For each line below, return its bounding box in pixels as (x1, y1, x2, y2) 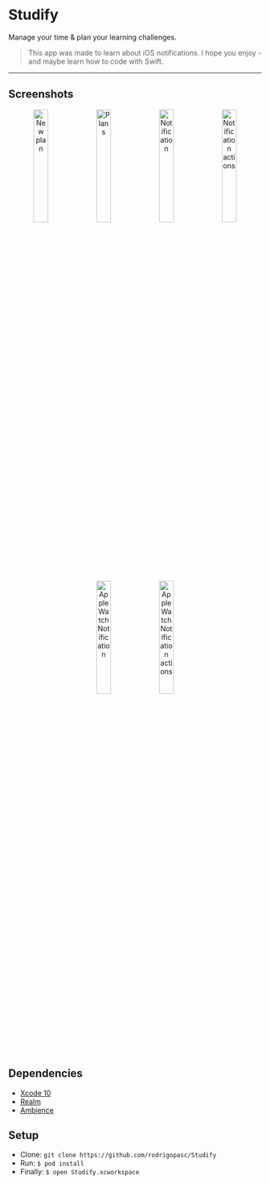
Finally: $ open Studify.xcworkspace (19, 1167, 140, 1177)
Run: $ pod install (19, 1158, 84, 1168)
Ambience (19, 1105, 55, 1115)
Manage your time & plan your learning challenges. (8, 32, 177, 42)
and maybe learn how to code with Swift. (27, 56, 164, 66)
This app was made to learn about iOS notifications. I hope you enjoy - (27, 48, 262, 57)
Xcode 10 (19, 1088, 51, 1098)
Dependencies (8, 1066, 83, 1081)
